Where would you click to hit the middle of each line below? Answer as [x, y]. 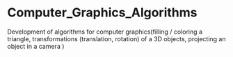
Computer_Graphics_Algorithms [102, 13]
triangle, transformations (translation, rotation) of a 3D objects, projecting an [116, 38]
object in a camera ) [36, 46]
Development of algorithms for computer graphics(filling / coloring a [105, 32]
